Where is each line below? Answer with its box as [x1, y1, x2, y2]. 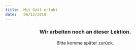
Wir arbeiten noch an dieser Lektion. [39, 28, 131, 35]
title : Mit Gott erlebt [5, 7, 58, 12]
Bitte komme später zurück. [56, 39, 114, 45]
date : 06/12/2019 [5, 12, 47, 17]
